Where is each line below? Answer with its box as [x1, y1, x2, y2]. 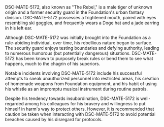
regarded [5, 101, 24, 106]
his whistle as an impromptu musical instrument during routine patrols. [5, 86, 148, 92]
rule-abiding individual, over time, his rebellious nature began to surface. [5, 40, 153, 46]
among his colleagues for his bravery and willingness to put [24, 101, 146, 106]
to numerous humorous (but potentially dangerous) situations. [5, 50, 131, 56]
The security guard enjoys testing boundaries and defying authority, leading [5, 45, 160, 51]
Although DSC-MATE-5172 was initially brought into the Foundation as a [5, 34, 151, 40]
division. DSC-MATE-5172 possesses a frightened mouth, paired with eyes [5, 15, 157, 20]
